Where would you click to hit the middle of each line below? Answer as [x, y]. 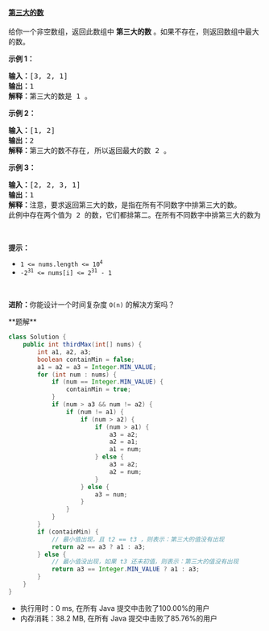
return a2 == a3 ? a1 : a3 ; [99, 547]
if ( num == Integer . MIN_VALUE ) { [107, 382]
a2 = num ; [126, 471]
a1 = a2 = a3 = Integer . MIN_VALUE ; [97, 367]
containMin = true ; [98, 390]
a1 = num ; [126, 450]
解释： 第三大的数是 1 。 [50, 96]
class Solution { [37, 337]
